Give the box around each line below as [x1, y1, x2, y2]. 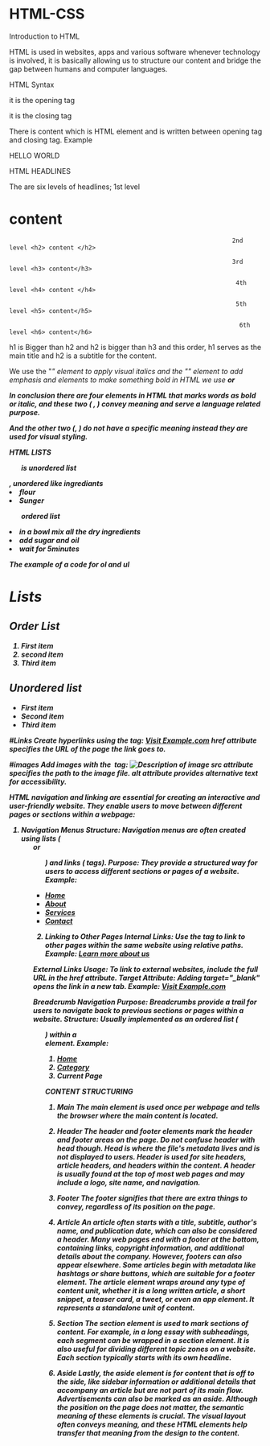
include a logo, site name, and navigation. [56, 1177, 201, 1187]
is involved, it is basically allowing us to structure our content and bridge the [9, 56, 262, 65]
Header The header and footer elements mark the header [56, 1126, 253, 1135]
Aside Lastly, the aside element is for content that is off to [56, 1368, 256, 1378]
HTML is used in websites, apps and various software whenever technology [9, 47, 260, 56]
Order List [9, 620, 60, 633]
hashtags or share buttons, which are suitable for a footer [56, 1268, 256, 1278]
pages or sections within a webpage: [9, 810, 136, 819]
